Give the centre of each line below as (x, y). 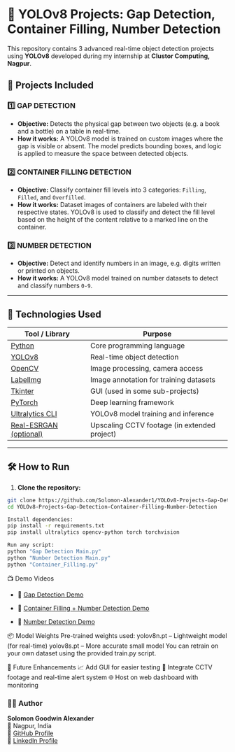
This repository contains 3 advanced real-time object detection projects (111, 48)
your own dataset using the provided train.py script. (82, 653)
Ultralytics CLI (34, 414)
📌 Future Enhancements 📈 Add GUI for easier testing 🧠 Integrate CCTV (110, 667)
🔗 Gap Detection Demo (50, 595)
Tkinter (22, 391)
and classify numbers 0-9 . (55, 285)
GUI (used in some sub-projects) (144, 391)
